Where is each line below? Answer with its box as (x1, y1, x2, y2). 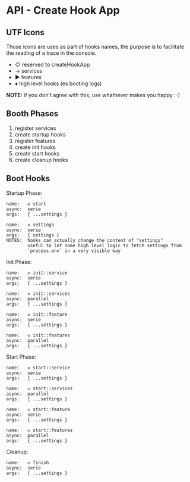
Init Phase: (6, 258, 32, 265)
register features (14, 137, 56, 144)
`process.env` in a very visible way (27, 248, 121, 254)
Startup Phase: (6, 189, 43, 197)
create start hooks (14, 150, 60, 157)
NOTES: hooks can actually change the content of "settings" (6, 237, 163, 243)
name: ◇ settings (6, 222, 55, 228)
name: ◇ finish (6, 459, 49, 465)
